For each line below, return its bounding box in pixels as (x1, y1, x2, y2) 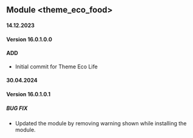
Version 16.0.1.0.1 (6, 90, 51, 97)
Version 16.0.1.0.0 (6, 36, 53, 43)
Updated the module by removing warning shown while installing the (15, 119, 187, 126)
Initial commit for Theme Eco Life (15, 63, 98, 70)
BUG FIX (6, 104, 28, 111)
